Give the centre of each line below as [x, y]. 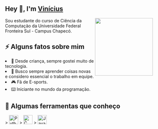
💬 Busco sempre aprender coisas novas [51, 71]
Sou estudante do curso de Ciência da [43, 20]
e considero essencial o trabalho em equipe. [49, 76]
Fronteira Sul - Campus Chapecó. [38, 31]
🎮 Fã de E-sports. [30, 82]
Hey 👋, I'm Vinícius [34, 9]
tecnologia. [16, 66]
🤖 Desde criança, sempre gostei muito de [53, 61]
